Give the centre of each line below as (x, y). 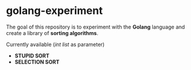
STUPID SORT (32, 55)
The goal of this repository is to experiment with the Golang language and (95, 27)
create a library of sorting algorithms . (52, 33)
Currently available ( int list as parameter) (55, 44)
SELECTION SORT (37, 62)
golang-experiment (54, 11)
